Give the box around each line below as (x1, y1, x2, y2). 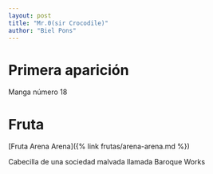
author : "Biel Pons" (8, 26, 77, 34)
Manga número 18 (8, 87, 68, 97)
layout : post (8, 11, 52, 20)
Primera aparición (8, 61, 129, 79)
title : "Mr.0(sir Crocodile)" (8, 19, 109, 27)
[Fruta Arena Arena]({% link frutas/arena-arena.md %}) (8, 141, 190, 152)
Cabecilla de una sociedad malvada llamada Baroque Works (8, 157, 206, 167)
